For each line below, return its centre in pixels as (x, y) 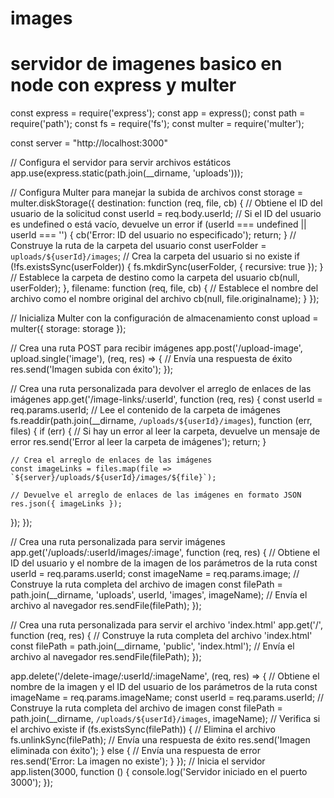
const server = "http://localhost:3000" (89, 143)
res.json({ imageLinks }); (66, 504)
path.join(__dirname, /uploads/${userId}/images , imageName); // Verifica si (165, 719)
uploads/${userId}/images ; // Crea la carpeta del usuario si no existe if (155, 256)
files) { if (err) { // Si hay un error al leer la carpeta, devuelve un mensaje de (165, 431)
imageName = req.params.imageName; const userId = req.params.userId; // (167, 698)
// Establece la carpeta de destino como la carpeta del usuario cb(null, (155, 278)
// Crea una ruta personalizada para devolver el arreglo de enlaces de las (161, 389)
